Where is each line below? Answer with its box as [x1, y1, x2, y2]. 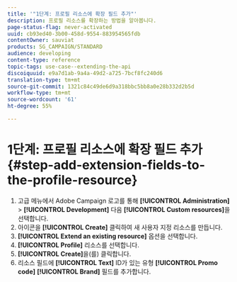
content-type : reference [7, 57, 81, 64]
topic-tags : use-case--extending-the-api [7, 63, 132, 70]
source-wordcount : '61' [7, 96, 78, 103]
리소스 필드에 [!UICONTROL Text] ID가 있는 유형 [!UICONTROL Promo [17, 258, 218, 266]
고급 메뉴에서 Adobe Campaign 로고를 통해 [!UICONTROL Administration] [17, 196, 230, 205]
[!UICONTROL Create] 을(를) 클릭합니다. [17, 249, 132, 258]
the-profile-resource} [7, 172, 138, 188]
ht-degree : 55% [7, 103, 52, 110]
